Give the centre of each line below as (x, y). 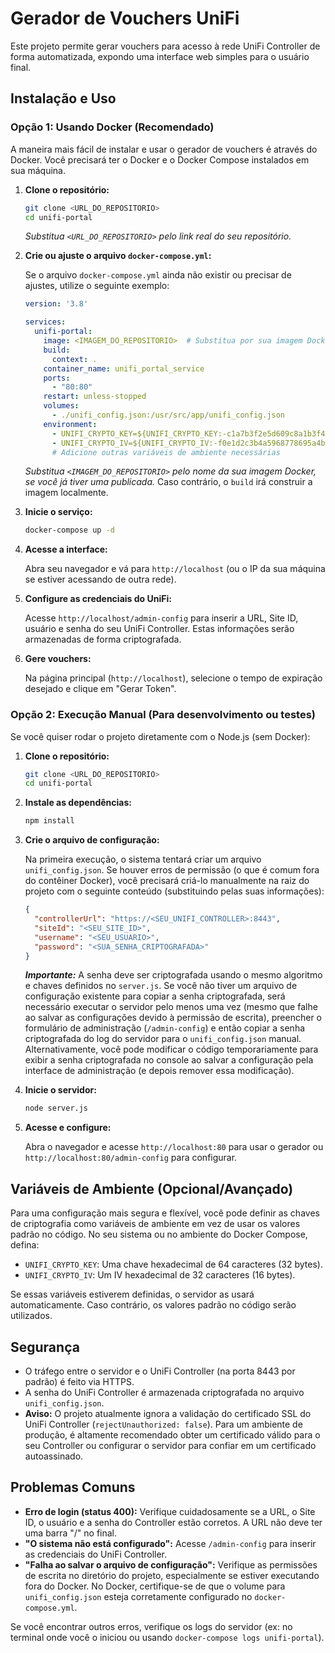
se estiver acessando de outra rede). (100, 579)
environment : (70, 424)
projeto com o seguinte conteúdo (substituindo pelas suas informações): (174, 891)
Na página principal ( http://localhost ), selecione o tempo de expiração (173, 678)
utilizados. (31, 1316)
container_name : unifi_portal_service (124, 368)
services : (45, 322)
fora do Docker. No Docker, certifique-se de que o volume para (155, 1586)
